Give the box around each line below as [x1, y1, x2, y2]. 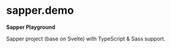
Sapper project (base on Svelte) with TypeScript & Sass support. [6, 35, 166, 42]
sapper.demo [6, 4, 74, 17]
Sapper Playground [6, 23, 56, 31]
